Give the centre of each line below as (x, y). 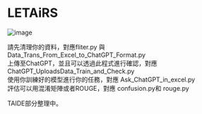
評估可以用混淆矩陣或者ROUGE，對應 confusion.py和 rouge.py (98, 88)
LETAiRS (33, 13)
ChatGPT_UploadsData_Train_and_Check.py (71, 71)
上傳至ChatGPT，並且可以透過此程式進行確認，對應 (82, 63)
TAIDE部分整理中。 (35, 103)
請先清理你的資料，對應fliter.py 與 (57, 46)
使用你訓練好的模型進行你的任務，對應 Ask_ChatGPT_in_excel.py (101, 80)
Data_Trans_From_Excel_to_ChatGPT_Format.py (77, 55)
